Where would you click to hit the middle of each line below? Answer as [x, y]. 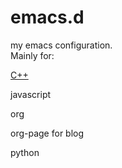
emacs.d [47, 17]
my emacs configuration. [61, 45]
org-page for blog [47, 133]
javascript [31, 94]
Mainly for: [32, 55]
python [25, 152]
